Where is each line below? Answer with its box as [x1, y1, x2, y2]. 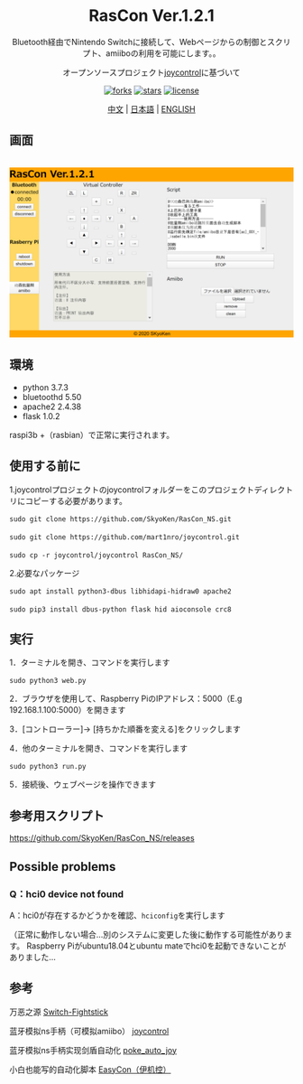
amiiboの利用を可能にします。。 [106, 47, 221, 59]
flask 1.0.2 [22, 410, 60, 421]
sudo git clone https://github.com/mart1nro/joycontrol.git [9, 532, 241, 542]
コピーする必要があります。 [24, 495, 128, 506]
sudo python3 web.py [9, 677, 87, 686]
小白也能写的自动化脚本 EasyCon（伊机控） [9, 1063, 171, 1075]
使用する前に [9, 458, 81, 474]
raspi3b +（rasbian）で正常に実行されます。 [9, 429, 175, 440]
